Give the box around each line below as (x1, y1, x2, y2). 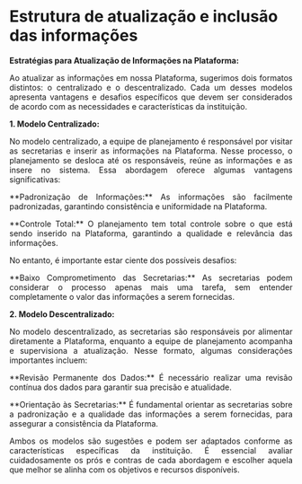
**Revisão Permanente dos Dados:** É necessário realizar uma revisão (9, 372, 293, 383)
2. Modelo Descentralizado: (9, 308, 115, 320)
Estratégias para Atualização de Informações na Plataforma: (9, 55, 240, 66)
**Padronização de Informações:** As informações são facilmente (9, 191, 293, 202)
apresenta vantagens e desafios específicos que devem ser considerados (9, 92, 293, 102)
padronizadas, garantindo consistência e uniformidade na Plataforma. (9, 200, 268, 212)
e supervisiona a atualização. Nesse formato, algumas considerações (9, 345, 293, 356)
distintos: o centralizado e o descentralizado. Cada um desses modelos (9, 82, 293, 92)
